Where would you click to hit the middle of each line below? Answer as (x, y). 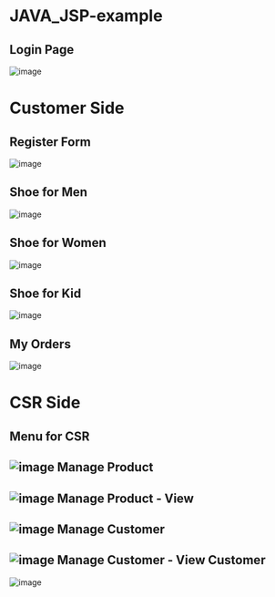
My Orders (40, 344)
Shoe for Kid (46, 294)
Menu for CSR (50, 436)
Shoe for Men (49, 192)
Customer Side (67, 108)
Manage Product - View (125, 498)
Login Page (42, 50)
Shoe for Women (58, 243)
